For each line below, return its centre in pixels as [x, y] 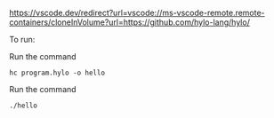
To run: [22, 39]
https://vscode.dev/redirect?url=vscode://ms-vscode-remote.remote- [137, 13]
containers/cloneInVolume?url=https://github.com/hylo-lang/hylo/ [130, 22]
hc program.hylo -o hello [57, 73]
